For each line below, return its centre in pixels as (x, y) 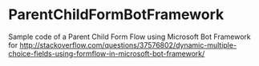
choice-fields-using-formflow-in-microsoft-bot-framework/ (107, 53)
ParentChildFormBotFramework (116, 15)
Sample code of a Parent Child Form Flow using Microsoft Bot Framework (129, 37)
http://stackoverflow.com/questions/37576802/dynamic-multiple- (128, 45)
